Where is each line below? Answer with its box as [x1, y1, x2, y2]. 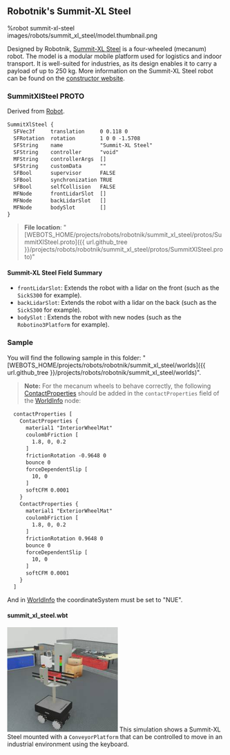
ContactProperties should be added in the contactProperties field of [23, 389, 220, 397]
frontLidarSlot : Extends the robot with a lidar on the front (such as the [17, 283, 220, 292]
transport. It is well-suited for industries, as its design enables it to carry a [7, 59, 218, 68]
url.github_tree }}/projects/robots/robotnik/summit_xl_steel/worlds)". [7, 368, 202, 376]
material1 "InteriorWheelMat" [25, 425, 113, 431]
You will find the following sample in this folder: [7, 353, 142, 362]
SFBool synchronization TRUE [13, 176, 113, 184]
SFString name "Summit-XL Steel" [13, 142, 153, 149]
